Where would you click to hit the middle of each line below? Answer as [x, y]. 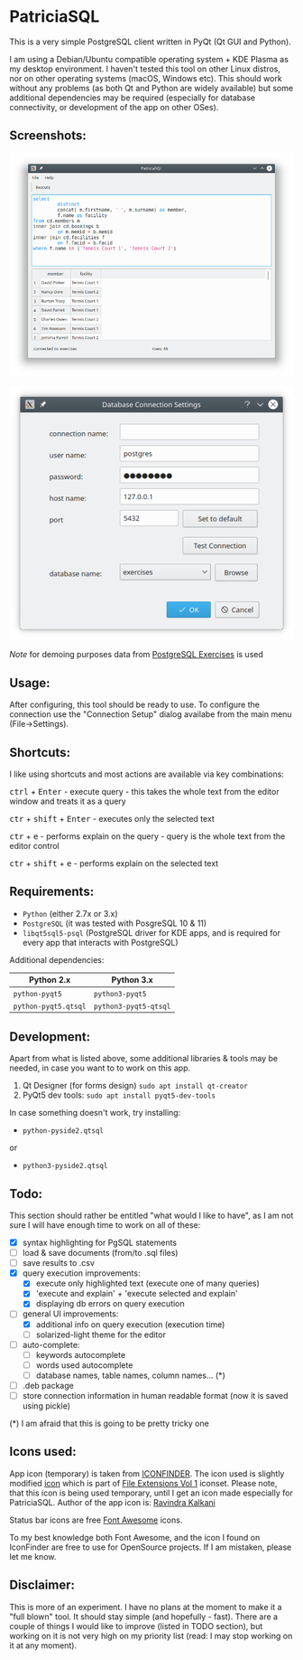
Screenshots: [48, 136]
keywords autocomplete [81, 1354]
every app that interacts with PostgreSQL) [100, 942]
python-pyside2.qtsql [63, 1131]
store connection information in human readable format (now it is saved [155, 1395]
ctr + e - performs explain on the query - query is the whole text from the [147, 836]
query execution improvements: [81, 1273]
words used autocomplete [84, 1365]
